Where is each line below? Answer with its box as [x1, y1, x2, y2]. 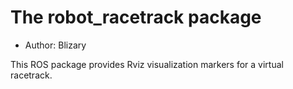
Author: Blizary [24, 39, 87, 51]
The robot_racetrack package [10, 6, 262, 29]
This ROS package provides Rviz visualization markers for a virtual [10, 58, 284, 70]
